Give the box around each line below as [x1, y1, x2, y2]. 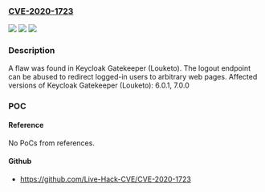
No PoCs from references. [8, 138, 95, 148]
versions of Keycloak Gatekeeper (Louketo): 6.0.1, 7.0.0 [8, 80, 190, 90]
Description [8, 45, 55, 56]
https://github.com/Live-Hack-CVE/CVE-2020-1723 [19, 174, 191, 184]
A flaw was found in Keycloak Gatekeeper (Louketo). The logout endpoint [8, 63, 251, 73]
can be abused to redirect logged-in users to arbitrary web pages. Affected [8, 71, 258, 81]
